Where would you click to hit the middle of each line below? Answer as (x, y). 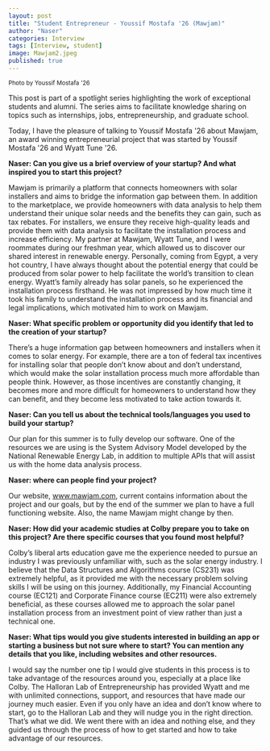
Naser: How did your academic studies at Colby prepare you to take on (129, 528)
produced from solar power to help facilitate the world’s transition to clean (131, 273)
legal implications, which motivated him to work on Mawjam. (108, 307)
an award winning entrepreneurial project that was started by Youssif (123, 139)
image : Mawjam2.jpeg (43, 53)
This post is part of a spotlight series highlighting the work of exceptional (130, 98)
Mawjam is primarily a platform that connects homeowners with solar (123, 187)
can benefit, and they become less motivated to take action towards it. (125, 398)
